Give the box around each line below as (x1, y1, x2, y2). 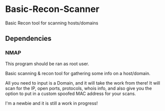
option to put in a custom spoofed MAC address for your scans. (5, 91, 136, 97)
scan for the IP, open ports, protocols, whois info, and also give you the (5, 85, 152, 91)
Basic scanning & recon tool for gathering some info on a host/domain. (5, 70, 151, 76)
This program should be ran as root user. (5, 61, 89, 67)
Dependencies (5, 34, 51, 43)
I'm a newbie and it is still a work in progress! (5, 100, 98, 106)
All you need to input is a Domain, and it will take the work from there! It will (5, 80, 160, 86)
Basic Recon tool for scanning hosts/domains (5, 20, 98, 26)
